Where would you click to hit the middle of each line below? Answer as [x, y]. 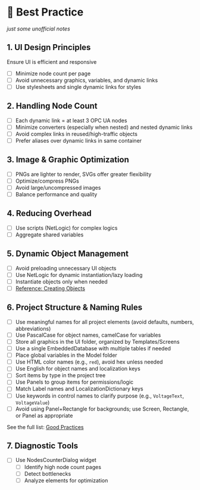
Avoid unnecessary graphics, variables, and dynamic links [87, 80]
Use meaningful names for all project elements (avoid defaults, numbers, [104, 322]
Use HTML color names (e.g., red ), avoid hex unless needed [89, 362]
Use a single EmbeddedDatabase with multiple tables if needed [93, 349]
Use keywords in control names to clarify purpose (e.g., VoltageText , [99, 396]
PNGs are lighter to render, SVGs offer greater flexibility [83, 174]
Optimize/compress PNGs [47, 181]
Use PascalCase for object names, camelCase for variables [88, 335]
